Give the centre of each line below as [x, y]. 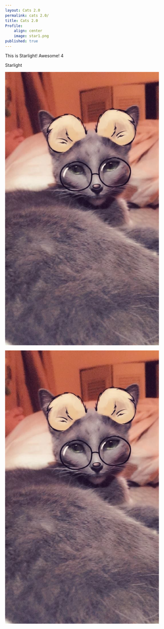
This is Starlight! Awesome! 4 [34, 56]
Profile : [14, 26]
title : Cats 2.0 [21, 20]
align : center [28, 31]
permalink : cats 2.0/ [27, 15]
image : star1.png [31, 36]
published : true [21, 41]
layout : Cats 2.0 [23, 10]
